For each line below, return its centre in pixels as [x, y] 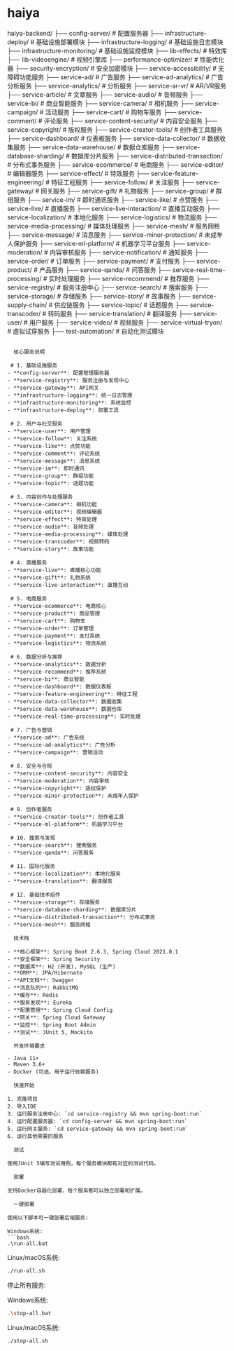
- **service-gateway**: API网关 [53, 388]
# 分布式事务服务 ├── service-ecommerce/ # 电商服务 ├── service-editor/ [115, 164]
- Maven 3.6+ [26, 1064]
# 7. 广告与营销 [31, 730]
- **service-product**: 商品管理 [54, 613]
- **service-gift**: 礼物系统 [49, 577]
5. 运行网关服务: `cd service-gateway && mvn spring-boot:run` [98, 1129]
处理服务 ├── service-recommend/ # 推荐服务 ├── [135, 278]
